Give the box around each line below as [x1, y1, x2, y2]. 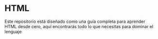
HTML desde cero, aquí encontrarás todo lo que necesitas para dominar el [4, 23, 154, 29]
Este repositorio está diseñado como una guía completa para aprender [4, 19, 145, 24]
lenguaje [4, 29, 22, 34]
